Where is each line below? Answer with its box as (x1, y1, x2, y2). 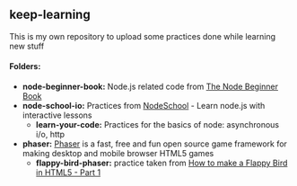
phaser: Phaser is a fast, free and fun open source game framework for (22, 138, 287, 149)
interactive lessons (22, 110, 92, 120)
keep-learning (9, 7, 92, 22)
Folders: (9, 61, 41, 72)
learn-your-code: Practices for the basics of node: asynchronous (35, 120, 280, 130)
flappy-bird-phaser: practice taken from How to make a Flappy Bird (35, 157, 288, 169)
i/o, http (35, 129, 66, 140)
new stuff (9, 40, 45, 51)
